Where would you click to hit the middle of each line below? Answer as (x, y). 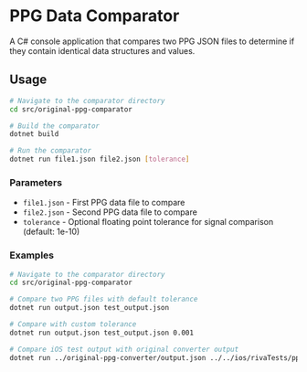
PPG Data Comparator (95, 16)
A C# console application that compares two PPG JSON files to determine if (152, 41)
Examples (32, 255)
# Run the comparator (51, 151)
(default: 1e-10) (51, 232)
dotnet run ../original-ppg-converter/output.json (108, 357)
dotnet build (34, 134)
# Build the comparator (55, 126)
